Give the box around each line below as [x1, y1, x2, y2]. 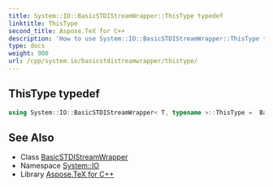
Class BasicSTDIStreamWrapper [19, 152, 128, 162]
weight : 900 [8, 49, 49, 57]
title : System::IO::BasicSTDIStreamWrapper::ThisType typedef [8, 11, 223, 20]
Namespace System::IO [19, 161, 100, 171]
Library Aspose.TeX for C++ [19, 169, 115, 179]
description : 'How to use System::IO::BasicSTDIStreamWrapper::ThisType [8, 34, 260, 43]
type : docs [8, 42, 45, 50]
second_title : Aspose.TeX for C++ [8, 27, 126, 35]
